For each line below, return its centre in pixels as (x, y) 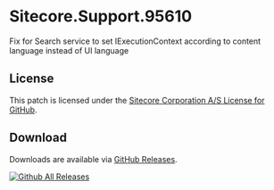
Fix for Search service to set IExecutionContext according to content (135, 41)
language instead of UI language (69, 50)
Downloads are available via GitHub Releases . (93, 159)
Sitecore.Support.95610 (101, 17)
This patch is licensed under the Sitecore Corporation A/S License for (137, 100)
